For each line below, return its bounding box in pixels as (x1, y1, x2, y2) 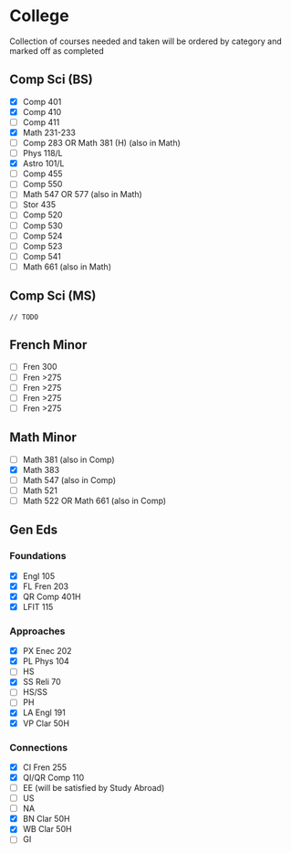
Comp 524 (22, 230, 63, 241)
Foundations (9, 550, 67, 563)
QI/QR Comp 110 (22, 772, 85, 783)
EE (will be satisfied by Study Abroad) (22, 783, 165, 794)
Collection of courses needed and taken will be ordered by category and (9, 36, 283, 47)
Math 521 (22, 485, 57, 496)
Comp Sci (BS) (9, 72, 94, 88)
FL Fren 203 (22, 581, 69, 592)
